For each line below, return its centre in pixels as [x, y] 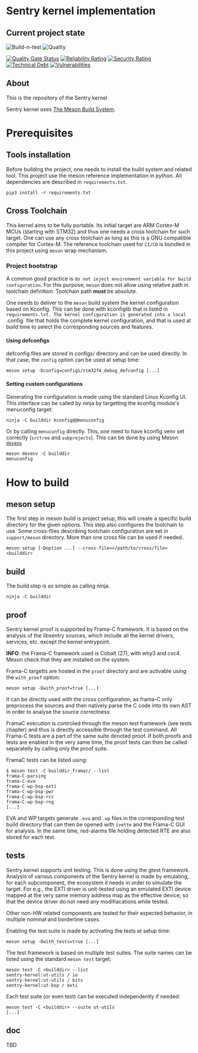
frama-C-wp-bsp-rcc [30, 797]
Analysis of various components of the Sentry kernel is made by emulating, [98, 876]
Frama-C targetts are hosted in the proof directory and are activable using [96, 671]
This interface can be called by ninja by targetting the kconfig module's [93, 403]
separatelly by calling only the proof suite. [57, 748]
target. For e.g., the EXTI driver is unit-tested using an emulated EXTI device [98, 889]
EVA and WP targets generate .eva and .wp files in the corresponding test [95, 818]
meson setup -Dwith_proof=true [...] [53, 688]
